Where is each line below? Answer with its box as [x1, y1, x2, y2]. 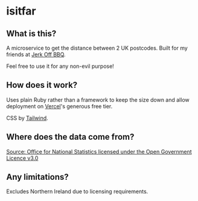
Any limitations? [6, 172, 69, 182]
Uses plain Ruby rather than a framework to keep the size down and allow [6, 96, 190, 104]
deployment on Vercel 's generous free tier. [6, 102, 113, 110]
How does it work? [6, 80, 78, 90]
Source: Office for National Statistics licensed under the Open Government [6, 148, 192, 155]
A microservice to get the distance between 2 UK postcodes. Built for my [6, 44, 188, 51]
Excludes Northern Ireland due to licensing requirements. [6, 188, 148, 195]
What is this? [6, 28, 57, 39]
